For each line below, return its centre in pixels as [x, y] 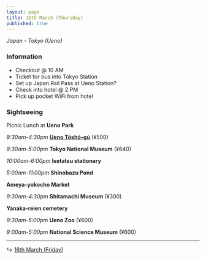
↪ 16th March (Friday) [35, 249]
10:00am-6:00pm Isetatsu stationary [54, 160]
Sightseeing [25, 112]
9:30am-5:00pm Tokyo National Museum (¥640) [69, 149]
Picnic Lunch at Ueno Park [40, 125]
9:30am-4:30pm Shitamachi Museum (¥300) [64, 196]
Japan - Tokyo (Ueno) [34, 41]
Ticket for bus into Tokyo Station [56, 77]
